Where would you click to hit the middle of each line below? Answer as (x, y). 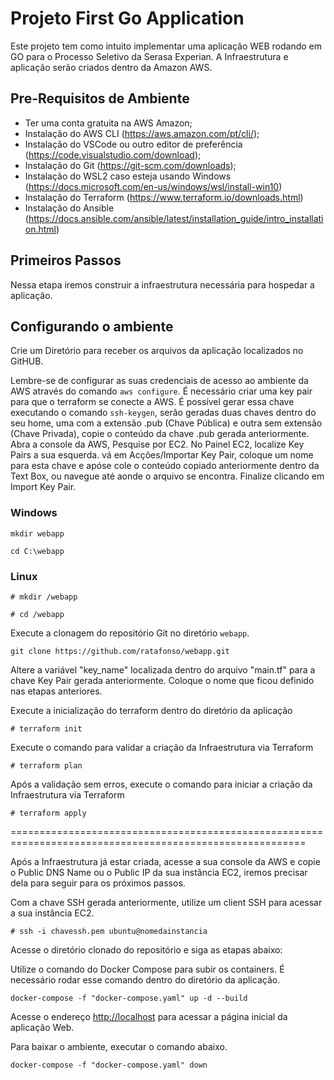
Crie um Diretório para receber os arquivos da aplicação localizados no (157, 351)
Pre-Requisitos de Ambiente (100, 98)
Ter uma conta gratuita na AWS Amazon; (108, 123)
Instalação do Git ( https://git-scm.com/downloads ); (130, 165)
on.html (40, 229)
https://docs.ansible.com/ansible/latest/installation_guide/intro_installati (176, 218)
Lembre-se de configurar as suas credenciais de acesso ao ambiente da (159, 381)
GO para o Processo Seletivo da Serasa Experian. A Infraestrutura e (149, 56)
